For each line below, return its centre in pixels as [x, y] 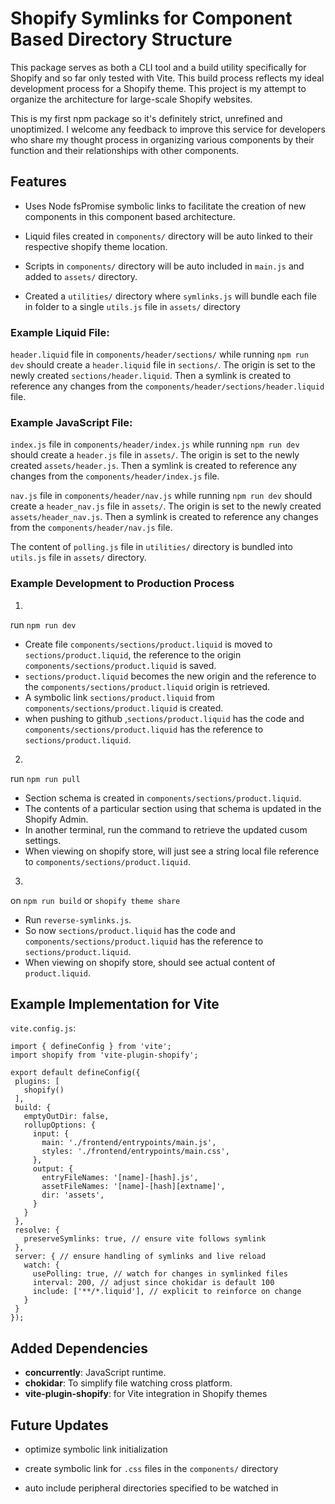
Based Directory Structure [121, 39]
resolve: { [37, 1230]
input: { [51, 1134]
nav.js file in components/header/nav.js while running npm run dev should [161, 496]
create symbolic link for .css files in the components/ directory [151, 1469]
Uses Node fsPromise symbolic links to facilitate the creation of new [165, 206]
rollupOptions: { [60, 1125]
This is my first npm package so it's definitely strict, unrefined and [146, 118]
